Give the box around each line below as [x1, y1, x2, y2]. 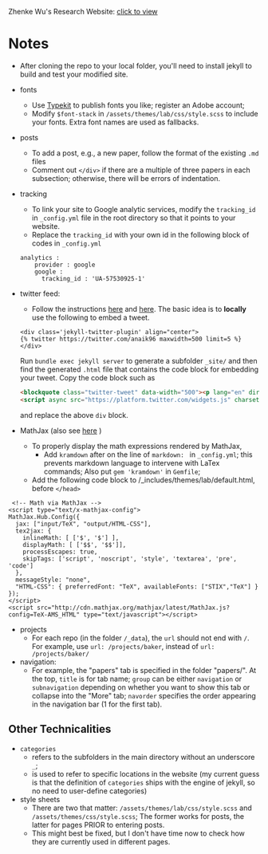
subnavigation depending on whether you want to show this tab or [31, 682, 250, 692]
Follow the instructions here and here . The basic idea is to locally [31, 304, 247, 313]
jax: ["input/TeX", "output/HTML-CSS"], [15, 520, 152, 528]
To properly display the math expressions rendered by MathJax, [31, 441, 242, 451]
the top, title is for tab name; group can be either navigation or [31, 674, 242, 683]
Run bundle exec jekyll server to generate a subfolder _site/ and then [19, 356, 258, 365]
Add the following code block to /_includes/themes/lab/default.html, [31, 474, 255, 485]
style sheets [19, 794, 61, 804]
